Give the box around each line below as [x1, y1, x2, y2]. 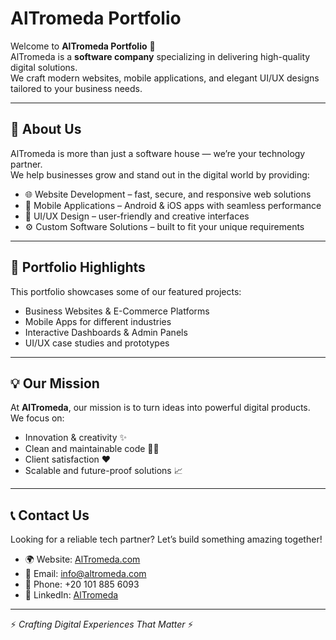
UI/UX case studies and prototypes [24, 337, 170, 349]
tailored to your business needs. [10, 82, 143, 94]
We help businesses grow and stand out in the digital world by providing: [10, 168, 310, 181]
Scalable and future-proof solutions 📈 [24, 465, 183, 477]
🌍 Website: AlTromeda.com [24, 553, 141, 566]
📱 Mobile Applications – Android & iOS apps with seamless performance [24, 199, 322, 211]
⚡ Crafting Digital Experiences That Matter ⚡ [10, 618, 194, 631]
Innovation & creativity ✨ [24, 432, 128, 444]
